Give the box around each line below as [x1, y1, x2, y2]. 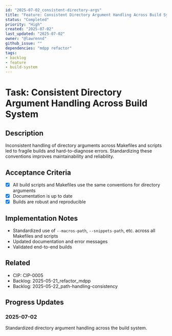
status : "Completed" [5, 17, 50, 22]
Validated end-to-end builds [12, 244, 73, 250]
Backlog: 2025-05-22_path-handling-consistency [12, 283, 118, 289]
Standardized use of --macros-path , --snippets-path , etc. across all [12, 227, 156, 234]
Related [5, 259, 31, 267]
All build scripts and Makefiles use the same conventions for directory [12, 181, 160, 187]
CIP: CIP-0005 [12, 272, 44, 278]
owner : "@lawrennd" [5, 36, 47, 41]
